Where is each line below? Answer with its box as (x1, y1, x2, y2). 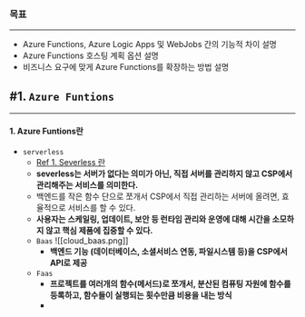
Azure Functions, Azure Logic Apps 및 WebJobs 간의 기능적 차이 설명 (22, 39, 277, 50)
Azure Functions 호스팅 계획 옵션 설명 (22, 50, 159, 61)
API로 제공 (49, 257, 88, 269)
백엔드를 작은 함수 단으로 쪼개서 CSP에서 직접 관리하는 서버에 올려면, (35, 191, 280, 202)
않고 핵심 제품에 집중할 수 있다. (44, 225, 153, 236)
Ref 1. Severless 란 (35, 157, 106, 168)
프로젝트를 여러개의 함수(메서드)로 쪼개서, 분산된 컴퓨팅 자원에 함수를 (49, 279, 291, 290)
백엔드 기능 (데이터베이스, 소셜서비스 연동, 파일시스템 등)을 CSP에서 (49, 246, 288, 257)
